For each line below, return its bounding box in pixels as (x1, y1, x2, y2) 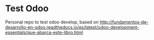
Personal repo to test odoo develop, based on (5, 19, 99, 25)
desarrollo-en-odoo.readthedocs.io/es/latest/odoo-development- (5, 24, 140, 30)
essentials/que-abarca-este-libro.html (5, 29, 83, 35)
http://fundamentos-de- (99, 19, 149, 25)
